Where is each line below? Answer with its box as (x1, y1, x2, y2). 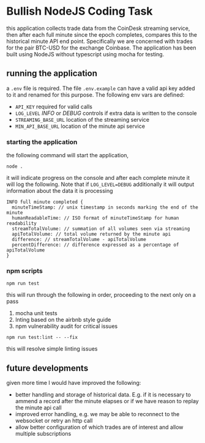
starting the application (6, 138, 78, 146)
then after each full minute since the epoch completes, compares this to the (6, 31, 198, 38)
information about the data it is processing (6, 187, 113, 195)
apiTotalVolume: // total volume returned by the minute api (12, 231, 171, 237)
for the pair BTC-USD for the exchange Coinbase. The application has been (6, 44, 196, 51)
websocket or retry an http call (15, 417, 93, 425)
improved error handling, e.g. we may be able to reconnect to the (15, 411, 180, 418)
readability (6, 220, 37, 227)
